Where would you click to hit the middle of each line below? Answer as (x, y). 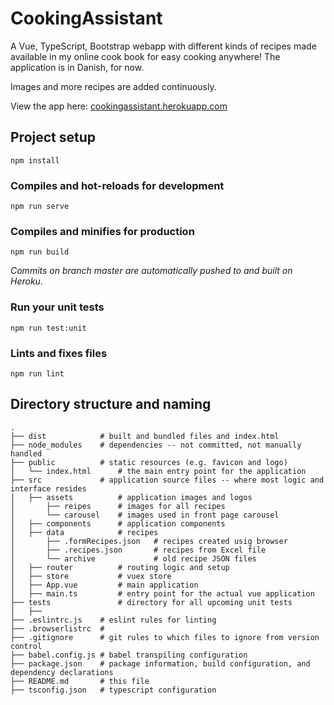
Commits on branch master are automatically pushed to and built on (151, 271)
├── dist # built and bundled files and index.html (145, 436)
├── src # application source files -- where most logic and (167, 480)
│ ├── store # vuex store (91, 576)
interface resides (48, 488)
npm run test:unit (48, 328)
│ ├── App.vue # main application (104, 585)
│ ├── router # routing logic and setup (120, 567)
